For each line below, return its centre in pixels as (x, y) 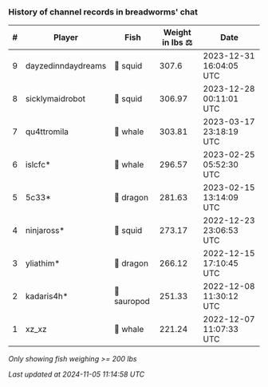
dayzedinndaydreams (66, 66)
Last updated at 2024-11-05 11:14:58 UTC (77, 374)
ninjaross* (45, 231)
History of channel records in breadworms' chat (103, 12)
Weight (177, 33)
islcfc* (38, 164)
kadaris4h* (47, 296)
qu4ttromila (47, 132)
